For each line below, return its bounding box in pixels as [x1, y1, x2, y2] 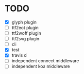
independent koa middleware [11, 63, 70, 69]
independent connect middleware [11, 58, 79, 64]
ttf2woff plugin [11, 30, 42, 36]
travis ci [11, 52, 28, 58]
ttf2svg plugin [11, 36, 40, 42]
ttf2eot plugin [11, 25, 39, 30]
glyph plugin [11, 19, 37, 25]
